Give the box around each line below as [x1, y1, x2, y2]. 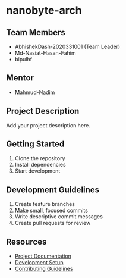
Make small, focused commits [14, 207, 88, 214]
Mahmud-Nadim [14, 89, 55, 96]
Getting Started [6, 139, 65, 149]
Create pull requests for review [14, 220, 91, 227]
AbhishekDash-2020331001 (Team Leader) [14, 43, 121, 50]
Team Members [6, 27, 65, 38]
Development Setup [14, 259, 64, 266]
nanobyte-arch [6, 4, 82, 17]
